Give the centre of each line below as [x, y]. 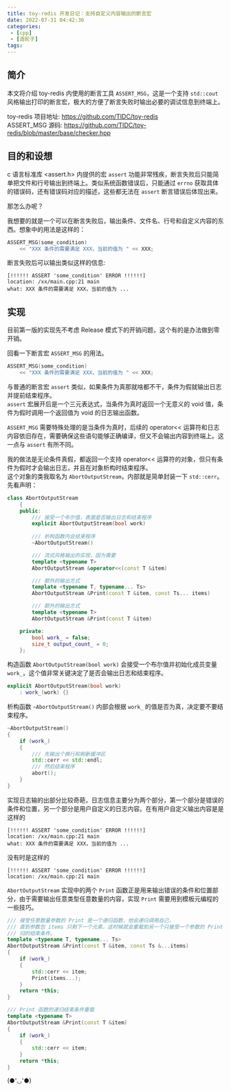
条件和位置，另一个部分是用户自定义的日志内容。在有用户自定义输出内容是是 [115, 808]
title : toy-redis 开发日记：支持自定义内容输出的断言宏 [79, 13]
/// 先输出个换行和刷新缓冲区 [69, 754]
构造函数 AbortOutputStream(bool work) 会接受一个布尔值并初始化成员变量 [112, 664]
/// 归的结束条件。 [31, 933]
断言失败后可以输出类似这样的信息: [56, 263]
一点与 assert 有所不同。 [42, 444]
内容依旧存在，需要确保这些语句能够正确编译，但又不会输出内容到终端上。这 [115, 436]
